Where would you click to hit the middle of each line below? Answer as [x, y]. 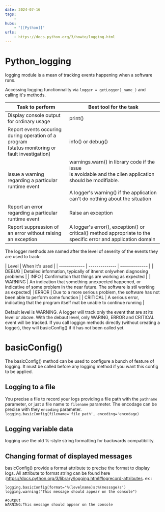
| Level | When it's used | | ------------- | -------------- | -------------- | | [79, 266]
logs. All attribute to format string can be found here [58, 473]
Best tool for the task [113, 107]
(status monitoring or [32, 148]
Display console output [34, 115]
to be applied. [19, 372]
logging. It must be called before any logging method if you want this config [82, 366]
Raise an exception [91, 213]
